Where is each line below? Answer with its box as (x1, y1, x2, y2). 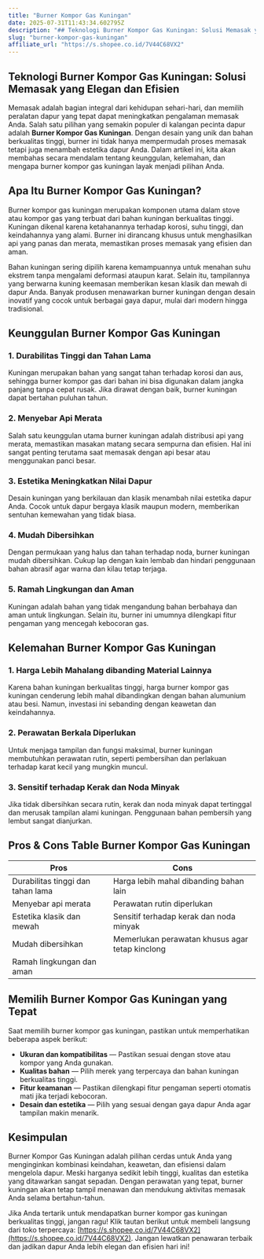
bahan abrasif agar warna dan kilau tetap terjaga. (8, 564, 167, 574)
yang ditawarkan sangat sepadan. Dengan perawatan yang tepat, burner (8, 1176, 244, 1186)
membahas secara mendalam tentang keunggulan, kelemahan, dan (8, 153, 225, 162)
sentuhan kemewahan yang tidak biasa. (8, 510, 136, 520)
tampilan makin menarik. (19, 1108, 100, 1117)
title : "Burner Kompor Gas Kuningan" (8, 11, 132, 20)
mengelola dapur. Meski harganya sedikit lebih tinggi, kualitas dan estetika (8, 1169, 249, 1178)
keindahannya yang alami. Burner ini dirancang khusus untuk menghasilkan (8, 230, 253, 240)
